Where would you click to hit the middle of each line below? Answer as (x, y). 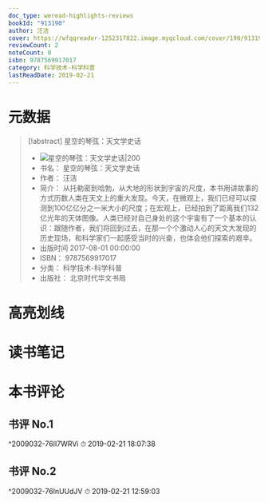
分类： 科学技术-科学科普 (81, 268)
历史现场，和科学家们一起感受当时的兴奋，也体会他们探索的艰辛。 (148, 237)
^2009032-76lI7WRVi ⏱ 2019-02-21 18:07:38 (82, 444)
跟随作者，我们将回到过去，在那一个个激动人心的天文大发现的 (155, 228)
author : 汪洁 (29, 30)
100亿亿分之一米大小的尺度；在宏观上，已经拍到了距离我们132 (156, 208)
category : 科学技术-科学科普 (52, 68)
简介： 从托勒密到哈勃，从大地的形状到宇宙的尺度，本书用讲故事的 (149, 188)
